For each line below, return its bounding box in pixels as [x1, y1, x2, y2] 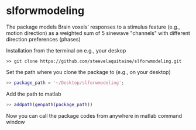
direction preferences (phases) [6, 36, 81, 43]
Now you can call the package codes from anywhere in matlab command [6, 112, 183, 119]
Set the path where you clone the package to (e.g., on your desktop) [6, 68, 171, 75]
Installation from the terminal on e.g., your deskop [6, 47, 126, 54]
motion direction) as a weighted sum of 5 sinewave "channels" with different [6, 29, 190, 36]
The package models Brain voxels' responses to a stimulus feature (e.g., [6, 23, 180, 30]
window [6, 118, 25, 125]
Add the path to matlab [6, 90, 61, 97]
